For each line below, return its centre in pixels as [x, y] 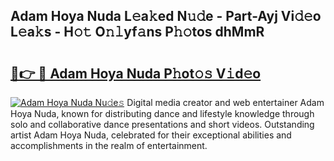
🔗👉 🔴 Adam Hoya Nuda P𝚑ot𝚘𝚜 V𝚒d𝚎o [136, 73]
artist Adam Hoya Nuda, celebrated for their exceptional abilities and [151, 135]
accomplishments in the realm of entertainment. [109, 145]
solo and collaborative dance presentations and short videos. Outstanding [162, 124]
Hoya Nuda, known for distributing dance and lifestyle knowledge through [162, 113]
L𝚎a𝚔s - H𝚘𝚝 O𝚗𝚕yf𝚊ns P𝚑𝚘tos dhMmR [137, 32]
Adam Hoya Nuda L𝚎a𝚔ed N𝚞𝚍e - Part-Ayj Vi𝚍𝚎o [166, 16]
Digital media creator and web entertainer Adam [225, 102]
